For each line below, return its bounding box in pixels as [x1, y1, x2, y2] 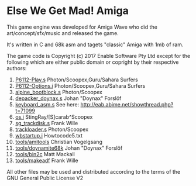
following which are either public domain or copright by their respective [6, 58, 179, 66]
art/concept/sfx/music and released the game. [6, 29, 119, 36]
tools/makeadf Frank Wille [15, 157, 78, 164]
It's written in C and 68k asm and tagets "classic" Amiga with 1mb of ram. [6, 41, 184, 48]
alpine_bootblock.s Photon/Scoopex [15, 88, 103, 95]
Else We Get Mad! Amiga [6, 4, 129, 18]
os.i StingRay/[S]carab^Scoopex [15, 113, 93, 120]
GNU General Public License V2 [6, 174, 84, 181]
